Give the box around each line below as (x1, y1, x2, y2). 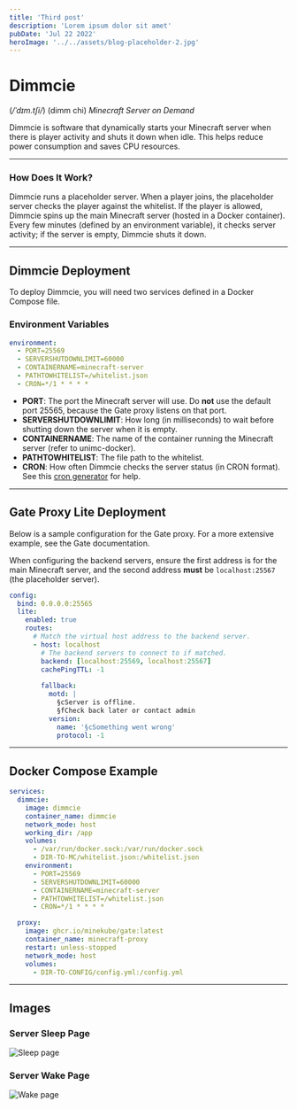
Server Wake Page (9, 1069, 90, 1082)
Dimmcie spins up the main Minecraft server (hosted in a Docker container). (9, 210, 286, 221)
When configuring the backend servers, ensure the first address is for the (9, 554, 278, 565)
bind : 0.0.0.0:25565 (17, 599, 93, 608)
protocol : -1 (56, 731, 104, 740)
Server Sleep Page (9, 1027, 90, 1039)
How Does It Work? (9, 172, 93, 184)
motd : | (48, 690, 77, 699)
